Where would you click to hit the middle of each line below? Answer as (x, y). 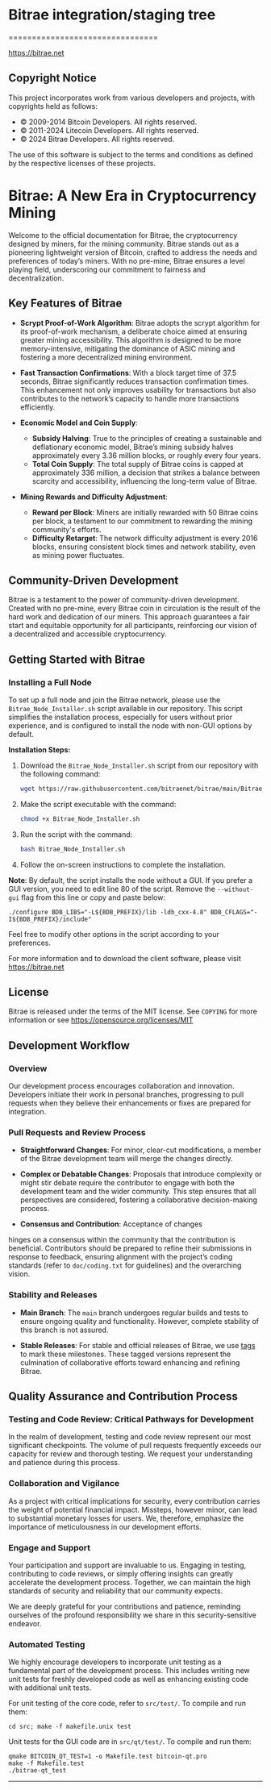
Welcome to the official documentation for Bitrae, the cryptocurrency (123, 235)
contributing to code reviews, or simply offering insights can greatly (121, 1574)
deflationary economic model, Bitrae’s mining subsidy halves (133, 447)
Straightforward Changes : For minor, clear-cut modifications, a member (141, 1150)
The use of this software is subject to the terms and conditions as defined (131, 154)
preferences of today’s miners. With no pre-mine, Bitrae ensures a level (127, 260)
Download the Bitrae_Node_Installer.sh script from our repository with (139, 765)
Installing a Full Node (50, 682)
